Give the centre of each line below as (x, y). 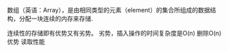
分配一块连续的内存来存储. (56, 18)
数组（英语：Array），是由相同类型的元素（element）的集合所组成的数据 (109, 10)
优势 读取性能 (26, 42)
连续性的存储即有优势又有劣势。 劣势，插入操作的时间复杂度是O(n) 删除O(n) (114, 33)
